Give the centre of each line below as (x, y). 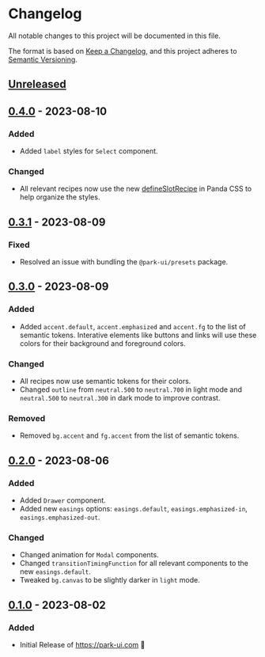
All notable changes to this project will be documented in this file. (115, 36)
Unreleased (38, 84)
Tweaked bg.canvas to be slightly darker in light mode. (110, 580)
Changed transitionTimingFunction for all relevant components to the (134, 564)
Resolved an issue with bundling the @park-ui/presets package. (124, 262)
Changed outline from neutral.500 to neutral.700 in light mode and (131, 389)
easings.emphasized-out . (60, 517)
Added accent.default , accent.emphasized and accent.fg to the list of (133, 326)
